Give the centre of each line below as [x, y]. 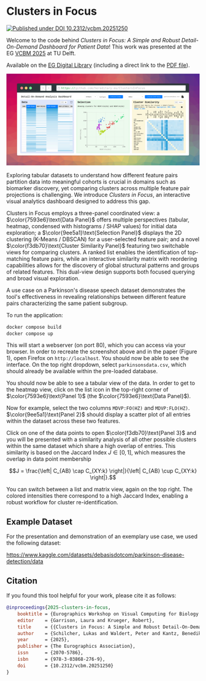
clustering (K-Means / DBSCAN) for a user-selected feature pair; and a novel [103, 239]
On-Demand [22, 47]
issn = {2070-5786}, [51, 653]
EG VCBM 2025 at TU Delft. [41, 53]
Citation [22, 581]
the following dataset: [34, 543]
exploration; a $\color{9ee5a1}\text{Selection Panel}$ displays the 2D [94, 233]
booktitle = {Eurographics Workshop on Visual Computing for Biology [108, 614]
